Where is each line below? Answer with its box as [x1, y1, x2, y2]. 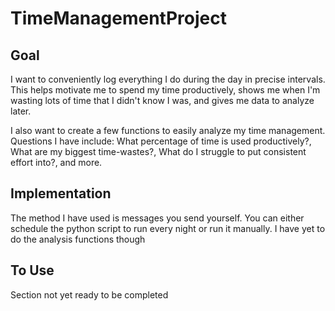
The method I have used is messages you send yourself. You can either [10, 212, 305, 224]
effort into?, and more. [10, 157, 103, 168]
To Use [10, 262, 55, 279]
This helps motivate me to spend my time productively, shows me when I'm [10, 84, 321, 96]
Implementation [10, 185, 112, 202]
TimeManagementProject [10, 7, 227, 30]
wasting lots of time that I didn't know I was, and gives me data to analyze [10, 95, 315, 106]
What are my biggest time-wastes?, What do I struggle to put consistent [10, 146, 307, 157]
